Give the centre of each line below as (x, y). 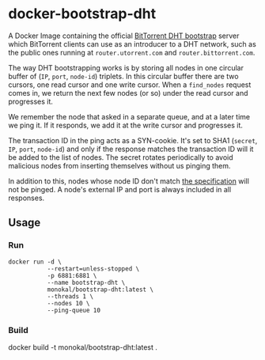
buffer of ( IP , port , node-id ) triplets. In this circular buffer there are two (123, 76)
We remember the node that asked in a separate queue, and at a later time (129, 116)
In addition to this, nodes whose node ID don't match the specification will (129, 181)
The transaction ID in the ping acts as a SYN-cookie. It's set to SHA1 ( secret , (133, 140)
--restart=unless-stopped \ (93, 269)
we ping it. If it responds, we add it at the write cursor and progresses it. (126, 125)
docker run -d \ (35, 262)
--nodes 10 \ (68, 303)
